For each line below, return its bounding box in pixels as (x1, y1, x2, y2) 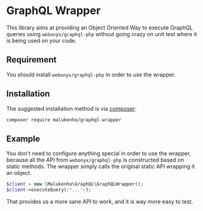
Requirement (6, 54, 57, 65)
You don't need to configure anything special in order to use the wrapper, (6, 150, 191, 157)
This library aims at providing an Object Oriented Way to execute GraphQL (6, 24, 193, 31)
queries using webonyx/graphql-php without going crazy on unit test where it (6, 30, 197, 37)
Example (6, 133, 40, 144)
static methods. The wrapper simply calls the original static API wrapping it (6, 163, 195, 170)
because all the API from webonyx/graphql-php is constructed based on (6, 157, 185, 164)
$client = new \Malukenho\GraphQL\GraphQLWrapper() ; (6, 181, 144, 187)
